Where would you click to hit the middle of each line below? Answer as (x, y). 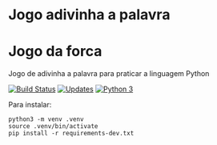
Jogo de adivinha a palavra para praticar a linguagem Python (109, 74)
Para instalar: (30, 105)
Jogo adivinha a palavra (89, 15)
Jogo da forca (55, 52)
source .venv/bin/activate (53, 127)
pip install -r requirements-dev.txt (71, 134)
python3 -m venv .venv (46, 119)
